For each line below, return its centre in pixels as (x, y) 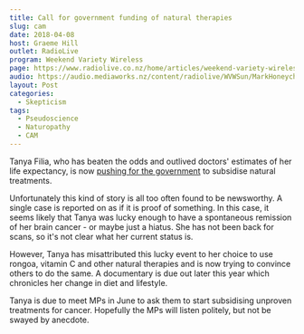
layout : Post (34, 85)
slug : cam (28, 26)
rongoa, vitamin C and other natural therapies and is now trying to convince (150, 263)
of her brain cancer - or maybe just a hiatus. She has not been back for (142, 226)
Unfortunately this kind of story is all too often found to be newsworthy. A (146, 198)
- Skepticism (42, 102)
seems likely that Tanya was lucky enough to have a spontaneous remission (151, 217)
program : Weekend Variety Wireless (76, 60)
